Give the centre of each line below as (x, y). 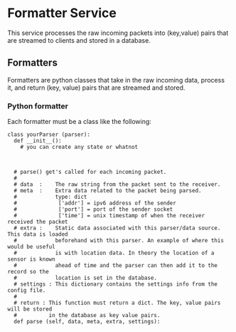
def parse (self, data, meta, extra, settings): (87, 322)
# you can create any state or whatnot (79, 147)
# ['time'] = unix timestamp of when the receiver (109, 216)
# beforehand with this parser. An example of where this (119, 241)
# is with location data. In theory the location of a (114, 253)
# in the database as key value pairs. (87, 316)
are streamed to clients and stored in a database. (79, 40)
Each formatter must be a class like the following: (79, 122)
